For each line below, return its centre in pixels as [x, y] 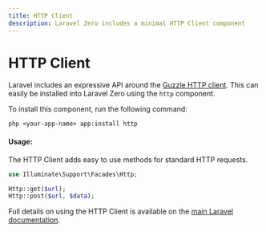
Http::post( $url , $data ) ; [51, 196]
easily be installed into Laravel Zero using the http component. [112, 94]
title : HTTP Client [41, 16]
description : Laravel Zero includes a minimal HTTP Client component [127, 23]
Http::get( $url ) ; [37, 189]
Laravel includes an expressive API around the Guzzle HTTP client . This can [133, 85]
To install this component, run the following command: [98, 109]
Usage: [21, 142]
